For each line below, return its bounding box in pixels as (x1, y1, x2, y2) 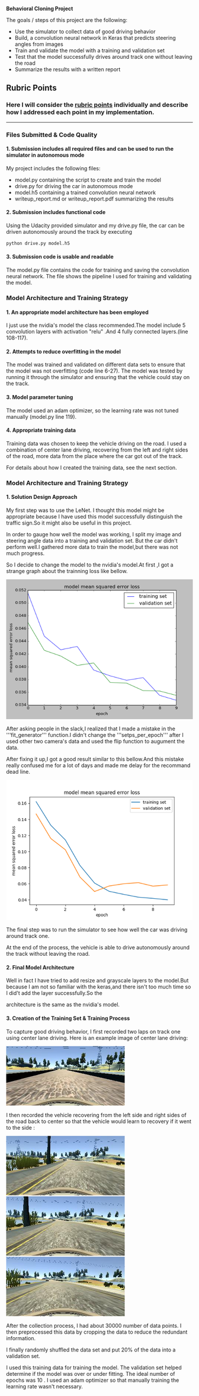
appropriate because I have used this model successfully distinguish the (6, 513, 182, 520)
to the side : (6, 1124, 36, 1131)
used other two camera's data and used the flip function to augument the (6, 738, 185, 745)
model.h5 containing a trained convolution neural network (14, 189, 156, 196)
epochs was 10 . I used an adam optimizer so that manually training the (6, 1376, 179, 1384)
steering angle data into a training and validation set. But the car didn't (6, 537, 178, 544)
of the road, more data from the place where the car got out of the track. (6, 452, 183, 459)
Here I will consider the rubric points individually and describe (6, 101, 188, 109)
